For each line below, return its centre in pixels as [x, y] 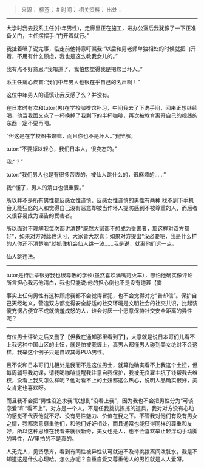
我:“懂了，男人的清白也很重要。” [45, 187]
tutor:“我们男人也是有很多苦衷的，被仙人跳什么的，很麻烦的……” [86, 175]
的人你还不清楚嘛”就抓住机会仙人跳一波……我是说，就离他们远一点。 [92, 243]
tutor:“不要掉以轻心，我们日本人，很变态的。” [62, 149]
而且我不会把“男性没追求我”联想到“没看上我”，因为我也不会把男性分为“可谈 [100, 401]
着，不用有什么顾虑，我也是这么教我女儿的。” [62, 56]
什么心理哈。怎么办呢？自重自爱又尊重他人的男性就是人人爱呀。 [107, 459]
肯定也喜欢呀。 [30, 388]
